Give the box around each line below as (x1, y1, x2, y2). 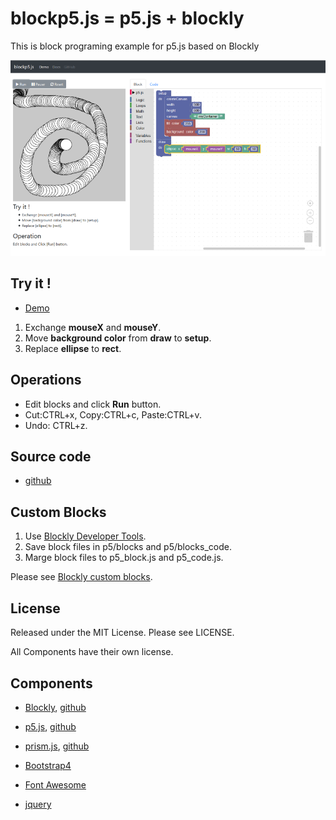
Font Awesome (24, 778, 87, 791)
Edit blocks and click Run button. (24, 398, 162, 410)
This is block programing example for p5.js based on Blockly (10, 40, 260, 52)
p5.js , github (24, 720, 77, 732)
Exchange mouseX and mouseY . (24, 321, 162, 333)
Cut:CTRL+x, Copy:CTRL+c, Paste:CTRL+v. (24, 408, 202, 421)
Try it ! (10, 275, 52, 292)
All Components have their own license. (10, 646, 174, 658)
